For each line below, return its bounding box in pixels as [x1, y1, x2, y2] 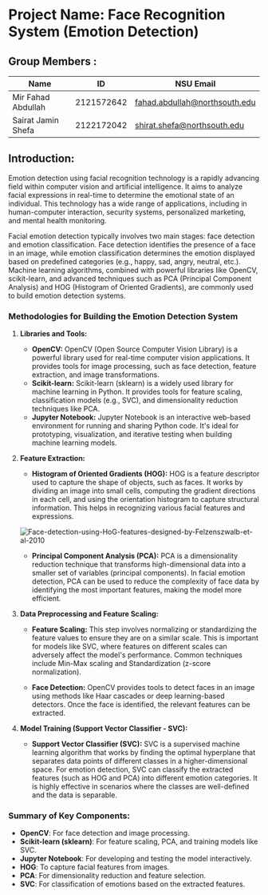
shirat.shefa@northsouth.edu [135, 120, 245, 130]
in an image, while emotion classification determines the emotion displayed [8, 248, 255, 258]
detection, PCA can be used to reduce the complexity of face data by [31, 576, 259, 586]
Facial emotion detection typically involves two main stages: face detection [8, 231, 255, 241]
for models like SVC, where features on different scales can [31, 642, 227, 652]
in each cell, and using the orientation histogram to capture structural [31, 495, 259, 504]
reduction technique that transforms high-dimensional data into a [31, 560, 246, 569]
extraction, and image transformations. [31, 370, 160, 379]
